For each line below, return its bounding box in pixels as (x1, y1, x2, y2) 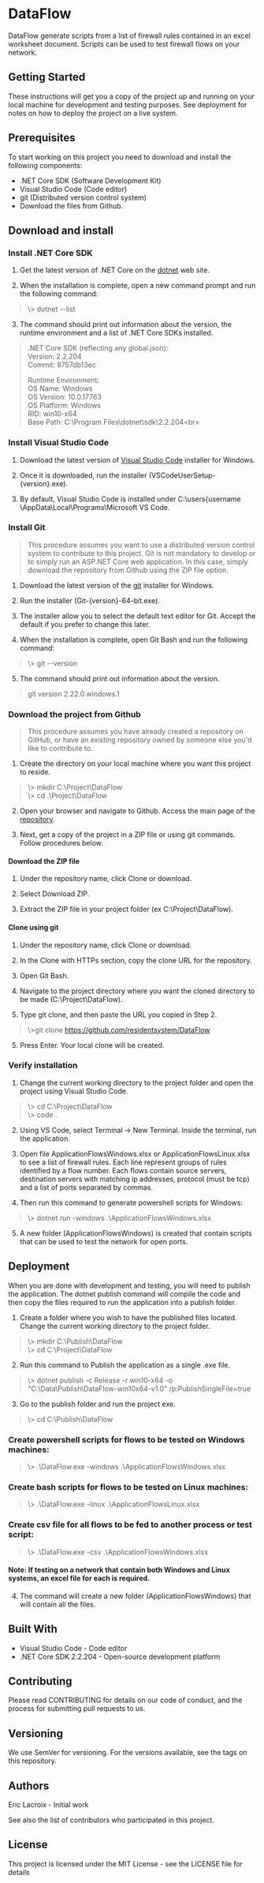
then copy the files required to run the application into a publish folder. (8, 1297, 236, 1307)
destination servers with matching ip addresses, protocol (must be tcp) (19, 1174, 250, 1183)
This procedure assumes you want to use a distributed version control (27, 540, 255, 550)
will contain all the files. (19, 1600, 96, 1609)
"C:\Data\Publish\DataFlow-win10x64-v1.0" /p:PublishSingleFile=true (27, 1383, 251, 1393)
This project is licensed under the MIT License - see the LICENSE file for (8, 1859, 243, 1868)
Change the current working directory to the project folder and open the (19, 1078, 254, 1087)
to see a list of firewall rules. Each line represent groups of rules (19, 1157, 227, 1167)
